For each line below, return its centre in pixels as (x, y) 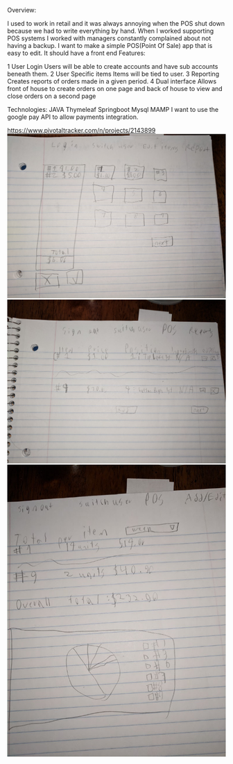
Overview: (22, 10)
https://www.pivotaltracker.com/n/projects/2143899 (81, 130)
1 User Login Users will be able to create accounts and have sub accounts (113, 66)
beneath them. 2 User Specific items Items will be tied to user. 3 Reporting (113, 74)
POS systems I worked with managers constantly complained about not (109, 38)
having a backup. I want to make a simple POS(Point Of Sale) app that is (110, 46)
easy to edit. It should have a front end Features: (76, 53)
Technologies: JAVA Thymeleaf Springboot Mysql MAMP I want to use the (113, 109)
